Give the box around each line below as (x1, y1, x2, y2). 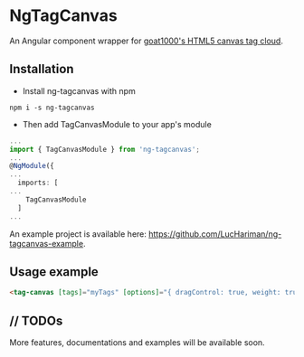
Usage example (9, 264, 100, 279)
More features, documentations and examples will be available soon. (9, 337, 265, 348)
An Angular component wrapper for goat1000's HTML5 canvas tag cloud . (9, 35, 283, 46)
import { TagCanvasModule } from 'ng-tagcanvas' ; (9, 145, 201, 154)
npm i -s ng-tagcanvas (9, 103, 95, 112)
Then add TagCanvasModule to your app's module (22, 118, 213, 129)
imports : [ (17, 178, 59, 188)
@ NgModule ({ (9, 162, 54, 171)
